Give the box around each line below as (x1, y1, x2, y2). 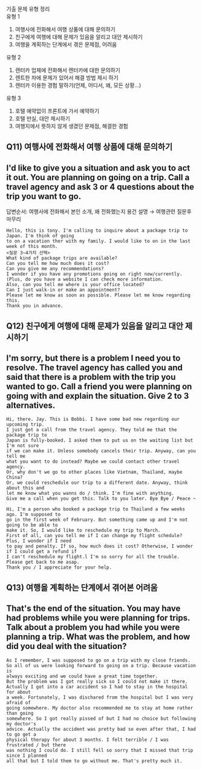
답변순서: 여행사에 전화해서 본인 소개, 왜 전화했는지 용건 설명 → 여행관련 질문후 (6, 208, 192, 215)
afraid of (6, 699, 31, 706)
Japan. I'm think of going (6, 233, 74, 239)
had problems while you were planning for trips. (6, 613, 191, 623)
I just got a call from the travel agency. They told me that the (6, 427, 177, 433)
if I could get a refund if (6, 549, 77, 555)
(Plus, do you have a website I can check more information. (6, 276, 164, 282)
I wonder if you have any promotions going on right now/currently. (6, 271, 183, 277)
